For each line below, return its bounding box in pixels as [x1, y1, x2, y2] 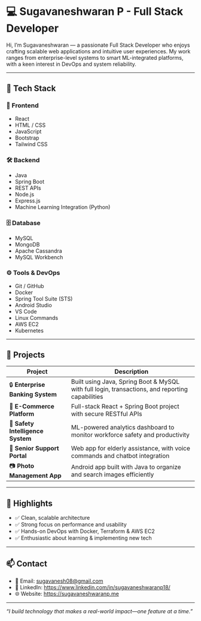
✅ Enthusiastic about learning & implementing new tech [14, 534, 153, 542]
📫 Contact [6, 558, 48, 569]
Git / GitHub [14, 282, 44, 289]
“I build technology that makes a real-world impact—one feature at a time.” [6, 607, 193, 614]
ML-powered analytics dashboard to [71, 423, 175, 432]
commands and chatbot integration [71, 452, 170, 460]
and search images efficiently [71, 470, 154, 478]
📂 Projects [6, 350, 45, 360]
